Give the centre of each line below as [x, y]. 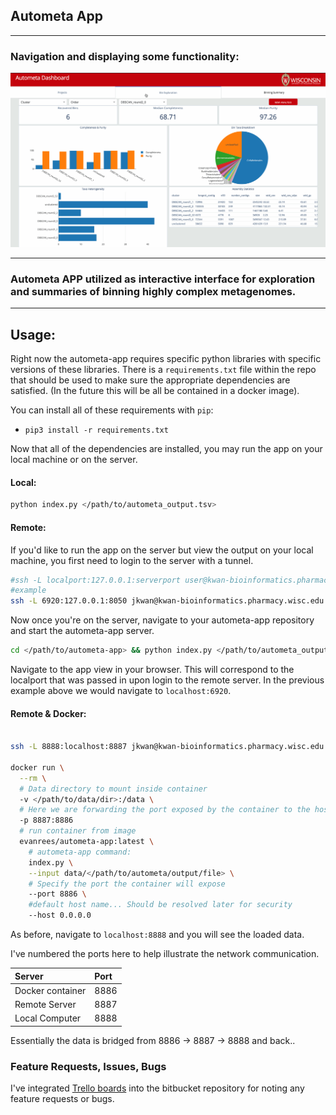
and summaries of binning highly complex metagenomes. [153, 292]
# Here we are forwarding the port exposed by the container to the [165, 810]
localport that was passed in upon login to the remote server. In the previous [167, 680]
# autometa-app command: [80, 852]
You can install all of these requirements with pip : [112, 410]
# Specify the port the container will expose [127, 884]
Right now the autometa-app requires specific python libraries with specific [166, 359]
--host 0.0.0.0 [60, 915]
